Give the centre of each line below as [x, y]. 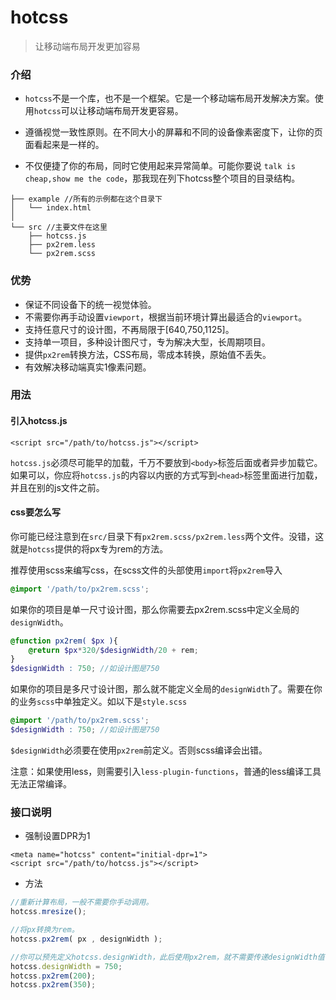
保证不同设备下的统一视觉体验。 [90, 304]
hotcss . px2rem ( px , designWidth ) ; [86, 939]
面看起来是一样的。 [64, 145]
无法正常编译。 [41, 783]
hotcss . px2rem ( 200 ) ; [53, 976]
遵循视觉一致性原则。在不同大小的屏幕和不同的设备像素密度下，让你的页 [173, 132]
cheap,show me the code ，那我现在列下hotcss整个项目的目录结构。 [162, 178]
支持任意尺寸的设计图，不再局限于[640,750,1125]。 [129, 329]
